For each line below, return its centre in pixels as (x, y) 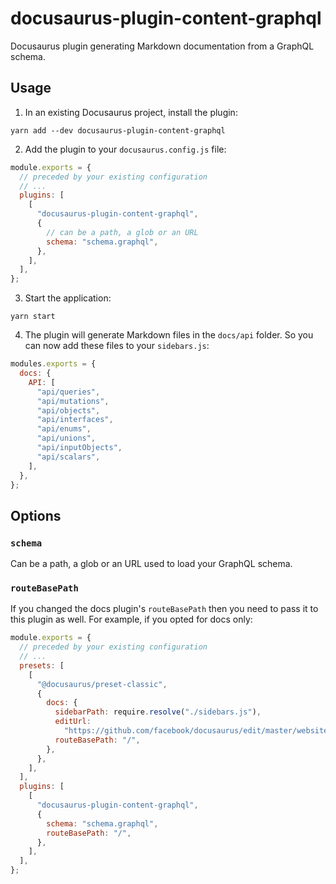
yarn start (33, 317)
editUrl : (73, 722)
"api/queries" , (68, 392)
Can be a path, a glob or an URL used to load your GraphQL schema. (151, 564)
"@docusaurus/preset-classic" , (102, 684)
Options (36, 515)
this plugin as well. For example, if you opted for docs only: (131, 619)
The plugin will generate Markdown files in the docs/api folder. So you (169, 335)
